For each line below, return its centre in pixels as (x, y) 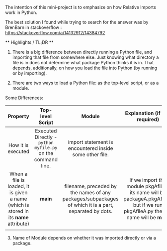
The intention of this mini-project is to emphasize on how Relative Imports (81, 7)
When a (19, 174)
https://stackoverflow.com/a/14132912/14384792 (55, 33)
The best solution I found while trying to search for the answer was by (77, 22)
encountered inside (90, 148)
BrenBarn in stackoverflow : (34, 27)
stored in (18, 211)
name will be (141, 217)
